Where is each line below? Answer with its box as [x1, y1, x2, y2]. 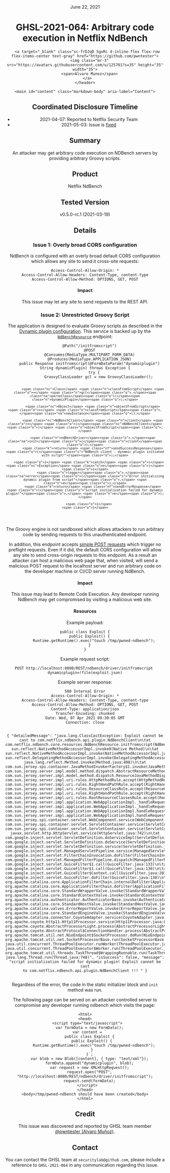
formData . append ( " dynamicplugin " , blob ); [45, 1061, 134, 1066]
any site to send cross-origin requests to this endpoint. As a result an [13, 552, 157, 558]
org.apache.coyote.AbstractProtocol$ [5, 928, 85, 933]
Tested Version [60, 198, 110, 206]
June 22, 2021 [70, 4, 100, 10]
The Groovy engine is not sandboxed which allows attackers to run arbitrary [6, 526, 164, 533]
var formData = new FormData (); [55, 1025, 124, 1030]
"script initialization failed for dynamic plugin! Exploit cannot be [9, 959, 161, 964]
